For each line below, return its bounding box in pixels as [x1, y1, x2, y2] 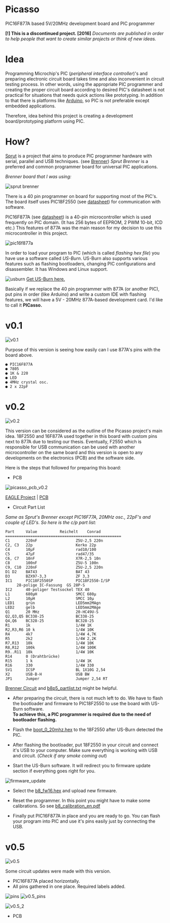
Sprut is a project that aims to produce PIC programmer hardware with [5, 153, 152, 159]
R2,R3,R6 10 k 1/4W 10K [5, 627, 94, 632]
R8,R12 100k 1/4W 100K [5, 645, 96, 650]
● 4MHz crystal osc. [5, 379, 49, 385]
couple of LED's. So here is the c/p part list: [5, 519, 96, 525]
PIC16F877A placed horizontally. [12, 878, 80, 884]
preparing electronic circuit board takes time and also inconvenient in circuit [5, 75, 164, 82]
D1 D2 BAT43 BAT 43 [5, 569, 90, 574]
